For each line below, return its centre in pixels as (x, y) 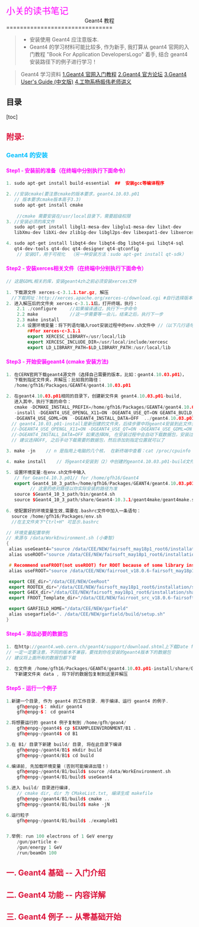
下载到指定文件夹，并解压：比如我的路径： (58, 380)
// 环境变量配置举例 (28, 533)
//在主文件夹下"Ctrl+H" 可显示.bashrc (55, 522)
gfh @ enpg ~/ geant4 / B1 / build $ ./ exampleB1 (67, 820)
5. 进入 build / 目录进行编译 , (38, 788)
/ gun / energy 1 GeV (39, 848)
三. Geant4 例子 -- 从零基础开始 (64, 917)
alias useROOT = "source (37, 555)
